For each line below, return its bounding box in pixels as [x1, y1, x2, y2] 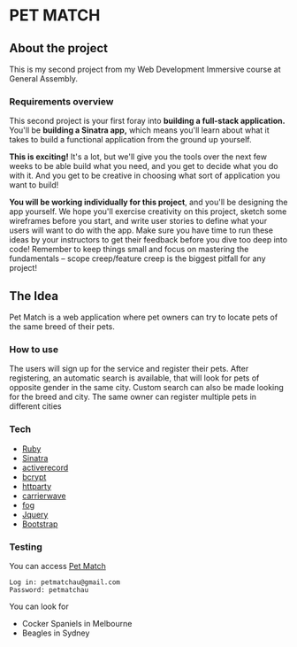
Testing [9, 541, 42, 553]
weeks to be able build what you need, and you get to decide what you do [9, 161, 278, 172]
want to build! [9, 180, 59, 190]
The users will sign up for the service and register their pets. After [9, 364, 249, 374]
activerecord [21, 462, 69, 473]
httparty [21, 481, 52, 491]
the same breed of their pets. [9, 321, 115, 332]
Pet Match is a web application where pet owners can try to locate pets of [9, 312, 278, 323]
